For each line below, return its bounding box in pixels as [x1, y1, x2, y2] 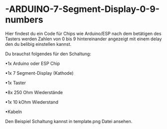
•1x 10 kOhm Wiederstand [5, 99, 59, 105]
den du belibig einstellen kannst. [5, 41, 72, 47]
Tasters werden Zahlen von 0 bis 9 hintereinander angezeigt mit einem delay [5, 36, 162, 42]
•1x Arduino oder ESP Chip [5, 60, 60, 66]
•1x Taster [5, 80, 26, 86]
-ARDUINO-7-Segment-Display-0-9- [5, 3, 160, 15]
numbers [5, 14, 43, 25]
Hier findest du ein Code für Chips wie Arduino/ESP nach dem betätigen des [5, 30, 162, 36]
